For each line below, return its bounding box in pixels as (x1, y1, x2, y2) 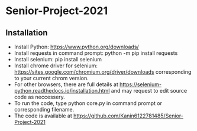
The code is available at (14, 112, 72, 119)
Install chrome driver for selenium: (14, 62, 98, 69)
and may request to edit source (111, 87, 188, 94)
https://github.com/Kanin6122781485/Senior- (73, 112, 184, 119)
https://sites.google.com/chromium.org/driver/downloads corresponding (14, 68, 192, 75)
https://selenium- (120, 81, 162, 88)
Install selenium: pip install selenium (14, 56, 102, 63)
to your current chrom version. (14, 75, 89, 81)
